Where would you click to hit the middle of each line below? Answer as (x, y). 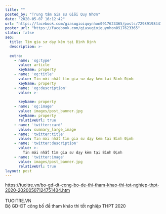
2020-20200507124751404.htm (38, 190)
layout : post (19, 171)
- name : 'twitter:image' (40, 157)
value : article (34, 65)
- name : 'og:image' (34, 107)
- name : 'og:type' (33, 60)
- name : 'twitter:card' (39, 125)
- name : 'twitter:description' (46, 143)
